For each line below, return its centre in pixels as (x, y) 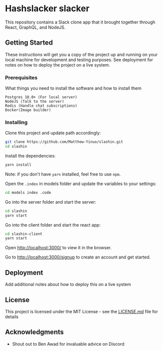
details (12, 317)
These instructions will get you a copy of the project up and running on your (81, 54)
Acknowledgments (35, 332)
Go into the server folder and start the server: (51, 202)
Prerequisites (21, 77)
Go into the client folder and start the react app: (53, 225)
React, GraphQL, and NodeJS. (35, 27)
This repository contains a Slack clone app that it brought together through (80, 22)
